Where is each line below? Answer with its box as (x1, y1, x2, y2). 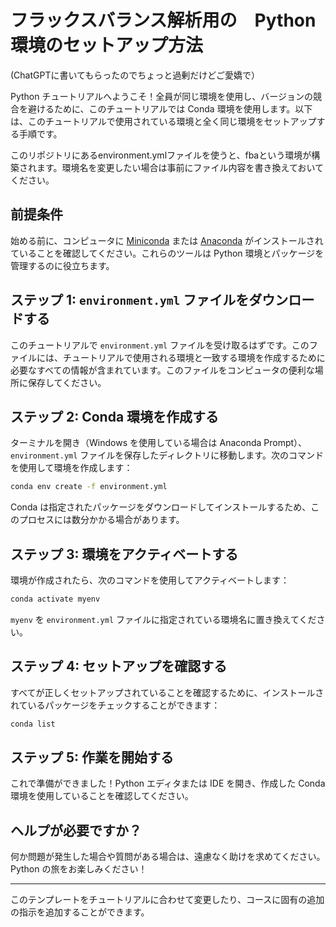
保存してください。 (27, 376, 107, 388)
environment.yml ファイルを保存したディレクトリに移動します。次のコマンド (10, 449, 324, 461)
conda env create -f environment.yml (10, 482, 168, 492)
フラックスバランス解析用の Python (10, 9, 317, 32)
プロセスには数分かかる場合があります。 (18, 514, 185, 526)
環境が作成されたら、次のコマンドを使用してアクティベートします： (10, 574, 290, 586)
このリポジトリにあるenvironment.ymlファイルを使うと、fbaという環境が (10, 149, 312, 161)
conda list (10, 719, 56, 729)
